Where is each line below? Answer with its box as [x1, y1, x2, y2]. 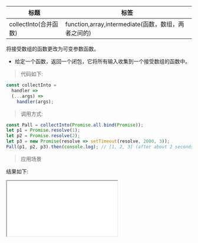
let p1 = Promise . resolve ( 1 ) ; [6, 127, 81, 134]
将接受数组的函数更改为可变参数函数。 [6, 46, 99, 52]
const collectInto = [6, 82, 57, 88]
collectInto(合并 [9, 20, 52, 28]
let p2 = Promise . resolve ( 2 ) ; [6, 133, 81, 139]
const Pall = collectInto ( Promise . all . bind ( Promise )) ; [6, 122, 144, 128]
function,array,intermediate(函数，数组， [65, 20, 179, 28]
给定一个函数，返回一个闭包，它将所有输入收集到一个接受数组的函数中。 [14, 58, 190, 64]
